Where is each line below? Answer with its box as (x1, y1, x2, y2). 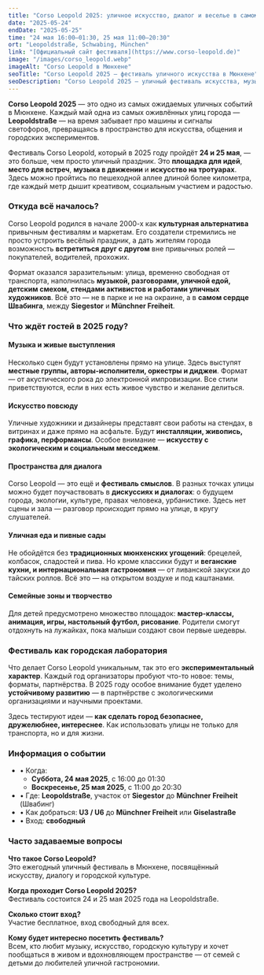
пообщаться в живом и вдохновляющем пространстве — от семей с (8, 950, 241, 959)
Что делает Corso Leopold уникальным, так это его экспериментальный (8, 663, 255, 673)
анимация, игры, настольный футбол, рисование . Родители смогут (8, 617, 240, 626)
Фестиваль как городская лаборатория (8, 645, 167, 656)
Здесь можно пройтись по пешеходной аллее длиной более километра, (8, 172, 252, 182)
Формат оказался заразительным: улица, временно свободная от (8, 267, 230, 276)
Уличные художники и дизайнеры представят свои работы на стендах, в (8, 418, 253, 428)
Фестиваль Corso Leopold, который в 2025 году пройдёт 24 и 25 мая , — (8, 147, 251, 158)
